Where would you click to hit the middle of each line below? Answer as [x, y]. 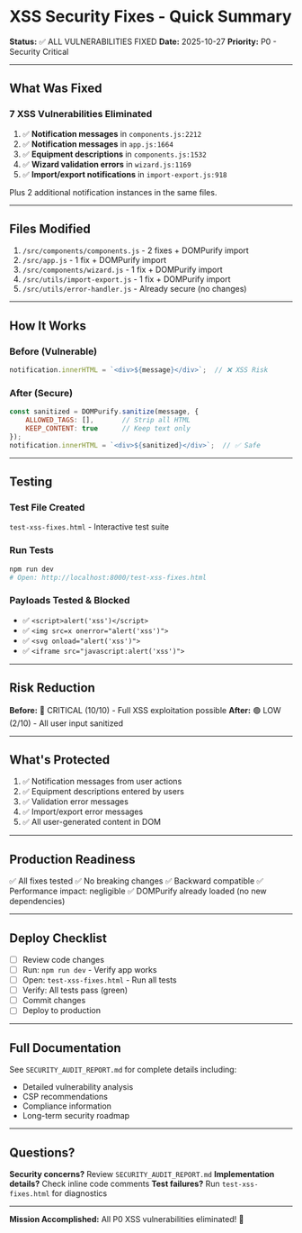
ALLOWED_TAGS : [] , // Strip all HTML [108, 421]
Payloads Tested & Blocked [70, 601]
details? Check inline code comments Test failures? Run [115, 1183]
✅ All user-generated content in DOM [92, 822]
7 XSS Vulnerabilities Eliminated [81, 114]
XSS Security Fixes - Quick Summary [151, 17]
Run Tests [31, 550]
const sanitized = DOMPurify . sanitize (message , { [104, 412]
